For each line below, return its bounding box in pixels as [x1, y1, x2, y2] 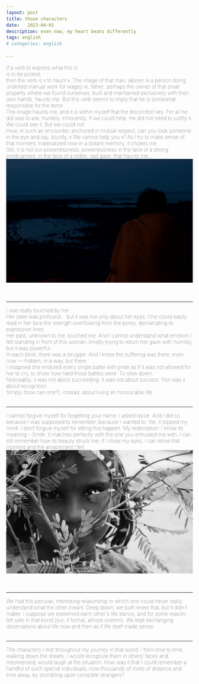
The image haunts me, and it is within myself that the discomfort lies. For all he [6, 108, 188, 115]
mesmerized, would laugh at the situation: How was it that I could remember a [6, 659, 187, 666]
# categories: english [6, 41, 62, 47]
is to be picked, [6, 70, 41, 77]
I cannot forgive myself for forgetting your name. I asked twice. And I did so [6, 412, 181, 419]
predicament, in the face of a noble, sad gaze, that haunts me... [6, 152, 153, 159]
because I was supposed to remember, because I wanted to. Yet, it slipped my [6, 418, 188, 425]
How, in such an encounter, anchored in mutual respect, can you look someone [6, 127, 191, 134]
